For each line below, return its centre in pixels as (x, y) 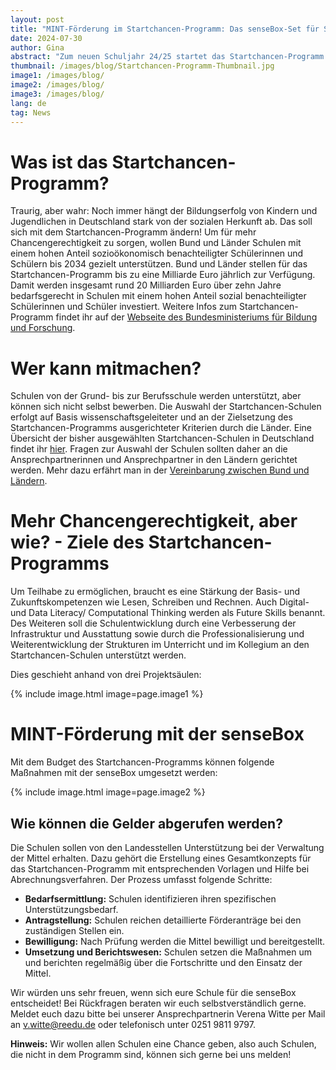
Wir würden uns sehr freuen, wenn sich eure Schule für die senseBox (153, 992)
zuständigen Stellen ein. (74, 930)
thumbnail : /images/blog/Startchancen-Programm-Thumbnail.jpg (142, 66)
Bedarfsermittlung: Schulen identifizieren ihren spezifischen (150, 898)
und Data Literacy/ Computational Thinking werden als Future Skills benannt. (168, 613)
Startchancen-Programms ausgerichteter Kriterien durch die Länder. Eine (161, 428)
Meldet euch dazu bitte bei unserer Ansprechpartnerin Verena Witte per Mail (168, 1013)
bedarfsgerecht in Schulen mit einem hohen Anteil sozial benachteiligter (158, 296)
